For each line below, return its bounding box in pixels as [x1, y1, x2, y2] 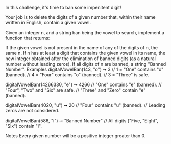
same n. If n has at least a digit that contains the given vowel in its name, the [5, 50, 166, 56]
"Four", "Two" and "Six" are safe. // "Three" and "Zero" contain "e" [5, 87, 146, 93]
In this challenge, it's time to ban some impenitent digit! [5, 5, 121, 10]
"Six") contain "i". [5, 123, 42, 129]
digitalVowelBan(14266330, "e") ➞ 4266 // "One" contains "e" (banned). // [5, 81, 162, 88]
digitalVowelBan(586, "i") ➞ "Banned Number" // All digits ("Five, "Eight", [5, 118, 158, 124]
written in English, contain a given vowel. [5, 20, 91, 25]
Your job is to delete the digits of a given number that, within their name [5, 14, 156, 20]
